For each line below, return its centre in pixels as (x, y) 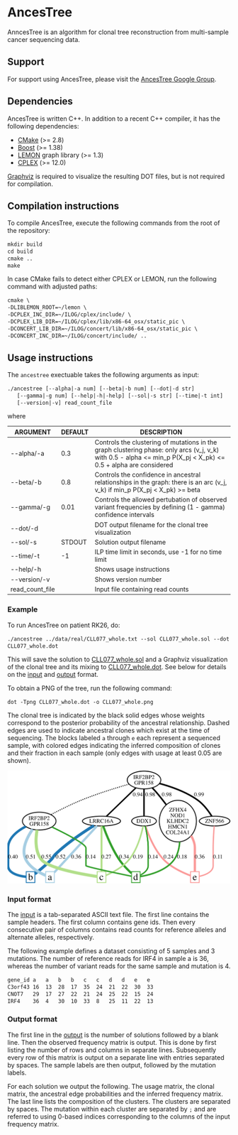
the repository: (29, 231)
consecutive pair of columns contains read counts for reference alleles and (117, 930)
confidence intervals (124, 515)
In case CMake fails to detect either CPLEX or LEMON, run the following (112, 279)
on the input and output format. (53, 674)
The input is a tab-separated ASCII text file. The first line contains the (108, 915)
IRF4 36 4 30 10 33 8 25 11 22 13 (80, 1001)
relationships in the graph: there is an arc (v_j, (161, 482)
